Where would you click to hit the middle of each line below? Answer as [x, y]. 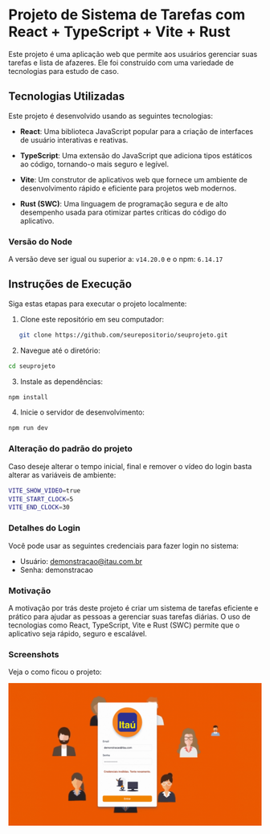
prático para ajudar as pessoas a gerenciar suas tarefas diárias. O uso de [129, 616]
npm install [28, 397]
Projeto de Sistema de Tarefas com [127, 15]
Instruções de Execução [70, 284]
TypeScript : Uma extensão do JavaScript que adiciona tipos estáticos [136, 155]
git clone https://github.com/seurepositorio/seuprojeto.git [123, 335]
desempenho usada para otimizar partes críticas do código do [123, 212]
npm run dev [28, 428]
